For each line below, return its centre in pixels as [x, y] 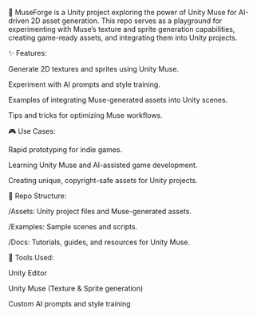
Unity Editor [28, 273]
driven [19, 21]
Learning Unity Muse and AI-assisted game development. [103, 165]
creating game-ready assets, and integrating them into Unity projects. [123, 37]
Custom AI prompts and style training [69, 304]
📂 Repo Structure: [38, 196]
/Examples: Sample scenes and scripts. [73, 226]
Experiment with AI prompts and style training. [85, 84]
